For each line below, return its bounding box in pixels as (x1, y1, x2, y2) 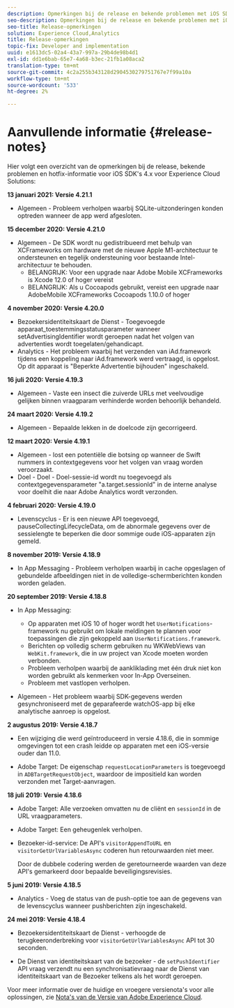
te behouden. (54, 261, 93, 269)
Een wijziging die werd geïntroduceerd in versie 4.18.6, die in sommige (17, 734, 219, 743)
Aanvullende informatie (7, 124, 147, 140)
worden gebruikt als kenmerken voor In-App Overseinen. (27, 672, 192, 680)
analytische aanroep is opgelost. (17, 707, 111, 716)
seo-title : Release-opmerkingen (7, 23, 101, 30)
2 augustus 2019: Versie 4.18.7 (7, 720, 98, 729)
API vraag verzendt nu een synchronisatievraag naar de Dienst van (17, 965, 210, 973)
